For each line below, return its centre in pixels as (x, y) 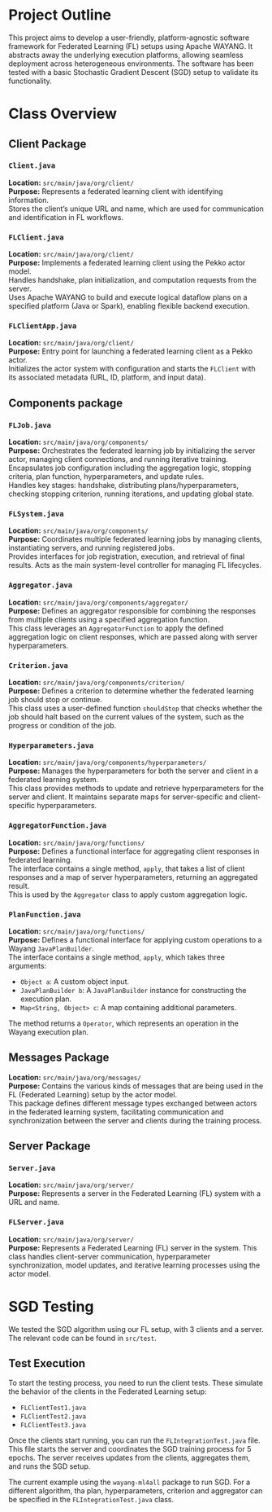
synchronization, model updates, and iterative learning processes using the (134, 1265)
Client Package (47, 144)
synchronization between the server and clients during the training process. (135, 1120)
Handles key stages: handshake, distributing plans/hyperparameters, (124, 486)
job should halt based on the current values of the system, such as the (126, 716)
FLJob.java (30, 425)
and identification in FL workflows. (66, 217)
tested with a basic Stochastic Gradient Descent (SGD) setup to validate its (134, 72)
